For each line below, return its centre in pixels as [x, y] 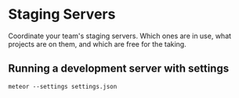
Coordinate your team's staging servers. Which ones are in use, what [120, 36]
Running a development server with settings [119, 69]
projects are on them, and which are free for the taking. [97, 44]
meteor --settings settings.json [63, 86]
